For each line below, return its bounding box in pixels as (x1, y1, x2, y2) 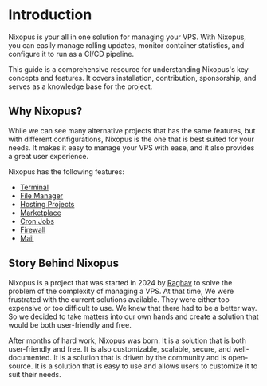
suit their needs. (8, 369, 61, 379)
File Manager (19, 190, 64, 201)
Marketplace (19, 208, 61, 217)
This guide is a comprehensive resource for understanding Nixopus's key (8, 64, 249, 74)
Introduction (8, 6, 92, 24)
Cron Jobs (19, 216, 55, 225)
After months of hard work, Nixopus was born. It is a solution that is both (8, 336, 247, 345)
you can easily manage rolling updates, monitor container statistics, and (8, 40, 245, 50)
